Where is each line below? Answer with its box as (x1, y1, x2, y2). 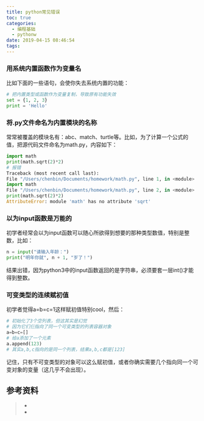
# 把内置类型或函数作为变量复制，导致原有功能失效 (6, 92, 116, 98)
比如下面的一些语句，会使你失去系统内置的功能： (6, 79, 129, 87)
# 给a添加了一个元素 (6, 335, 51, 341)
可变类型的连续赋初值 (6, 290, 69, 299)
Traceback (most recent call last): (6, 170, 99, 176)
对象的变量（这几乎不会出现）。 (11, 365, 90, 373)
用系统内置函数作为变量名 (6, 64, 82, 73)
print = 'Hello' (6, 103, 47, 109)
